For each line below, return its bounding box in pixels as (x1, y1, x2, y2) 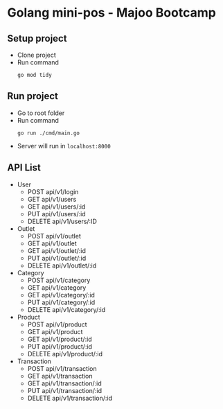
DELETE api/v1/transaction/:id (27, 394, 113, 402)
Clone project (17, 51, 57, 59)
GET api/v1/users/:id (27, 202, 86, 211)
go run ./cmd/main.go (17, 130, 80, 137)
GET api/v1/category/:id (27, 290, 96, 299)
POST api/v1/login (27, 187, 79, 195)
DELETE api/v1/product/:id (27, 349, 102, 358)
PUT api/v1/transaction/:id (27, 386, 102, 394)
